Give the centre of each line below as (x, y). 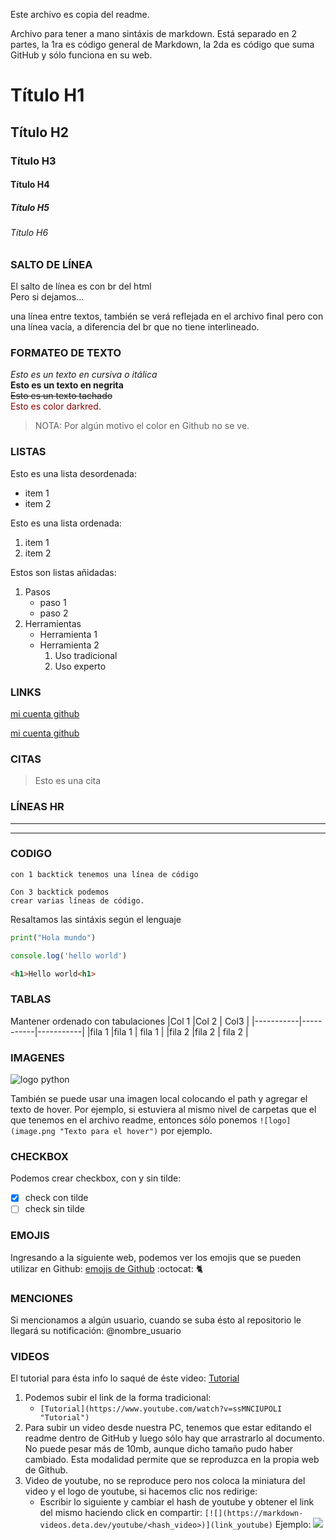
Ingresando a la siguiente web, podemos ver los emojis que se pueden (156, 1257)
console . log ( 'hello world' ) (69, 955)
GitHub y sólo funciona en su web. (81, 55)
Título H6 (29, 233)
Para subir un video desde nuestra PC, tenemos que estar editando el (168, 1428)
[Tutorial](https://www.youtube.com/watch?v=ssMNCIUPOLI (161, 1409)
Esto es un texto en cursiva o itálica (84, 375)
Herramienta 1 (68, 634)
